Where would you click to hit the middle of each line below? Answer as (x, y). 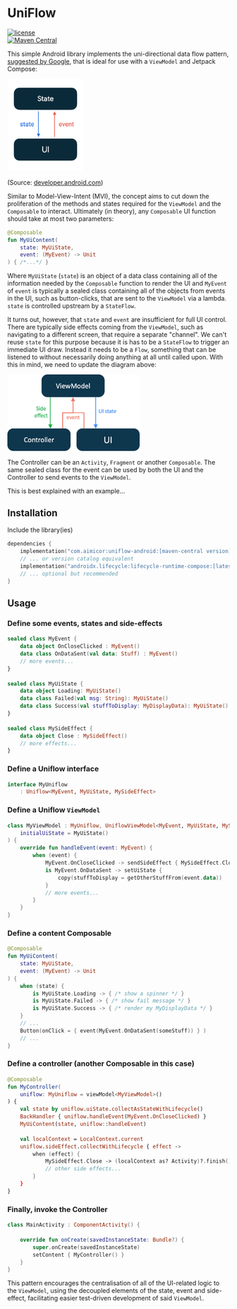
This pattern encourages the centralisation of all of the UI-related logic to (114, 1283)
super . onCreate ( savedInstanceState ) (86, 1247)
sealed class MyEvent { (42, 639)
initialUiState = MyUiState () (65, 833)
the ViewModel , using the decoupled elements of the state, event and (107, 1291)
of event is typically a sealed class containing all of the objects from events (116, 291)
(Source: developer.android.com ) (55, 182)
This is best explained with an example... (66, 491)
